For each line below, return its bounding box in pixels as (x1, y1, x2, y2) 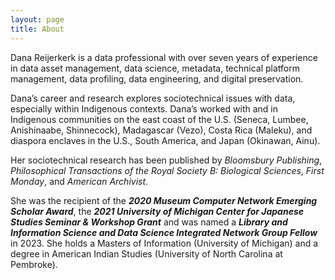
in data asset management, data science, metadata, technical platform (10, 62, 300, 74)
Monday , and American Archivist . (10, 175, 149, 187)
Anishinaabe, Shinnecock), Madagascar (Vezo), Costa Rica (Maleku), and (10, 124, 313, 136)
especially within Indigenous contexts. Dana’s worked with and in (10, 102, 278, 115)
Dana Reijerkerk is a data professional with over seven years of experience (10, 51, 318, 63)
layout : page (10, 14, 65, 25)
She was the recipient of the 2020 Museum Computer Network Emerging (10, 194, 318, 206)
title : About (10, 24, 65, 34)
